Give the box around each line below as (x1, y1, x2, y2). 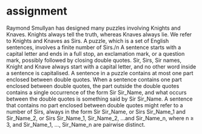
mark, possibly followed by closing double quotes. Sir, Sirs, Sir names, (6, 56, 182, 64)
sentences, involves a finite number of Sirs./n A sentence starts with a (6, 44, 181, 51)
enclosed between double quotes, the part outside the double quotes (6, 82, 180, 89)
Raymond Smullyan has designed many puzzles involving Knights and (6, 24, 181, 32)
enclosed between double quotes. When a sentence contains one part (6, 76, 182, 83)
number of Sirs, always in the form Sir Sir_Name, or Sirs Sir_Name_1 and (6, 108, 186, 115)
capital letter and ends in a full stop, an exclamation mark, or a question (6, 50, 185, 57)
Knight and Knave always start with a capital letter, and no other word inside (6, 62, 197, 70)
